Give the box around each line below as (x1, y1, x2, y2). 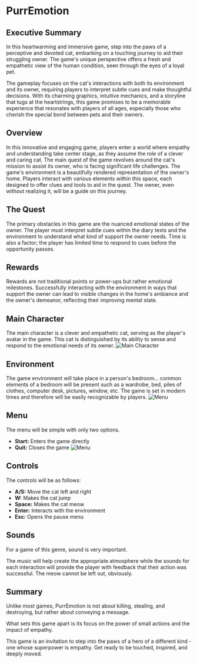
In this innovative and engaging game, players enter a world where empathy (6, 143, 190, 151)
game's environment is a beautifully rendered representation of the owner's (6, 169, 189, 176)
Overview (6, 128, 43, 138)
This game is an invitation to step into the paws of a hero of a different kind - (6, 638, 192, 645)
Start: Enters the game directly (14, 437, 90, 444)
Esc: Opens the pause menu (14, 513, 84, 520)
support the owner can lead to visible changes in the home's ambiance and (6, 291, 189, 298)
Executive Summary (6, 28, 82, 38)
